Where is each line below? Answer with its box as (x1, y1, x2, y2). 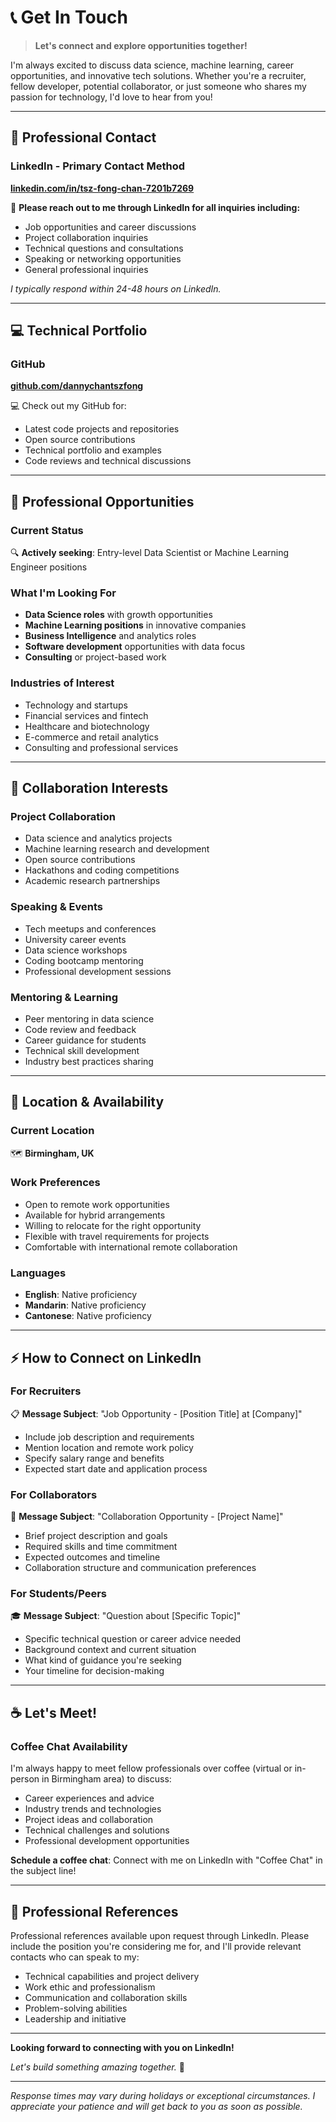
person (10, 1773, 40, 1785)
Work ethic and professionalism (24, 1981, 156, 1993)
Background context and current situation (24, 1644, 197, 1656)
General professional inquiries (24, 263, 149, 275)
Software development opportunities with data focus (24, 641, 246, 653)
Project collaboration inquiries (24, 231, 149, 243)
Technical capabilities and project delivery (24, 1970, 200, 1982)
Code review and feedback (24, 1023, 137, 1035)
